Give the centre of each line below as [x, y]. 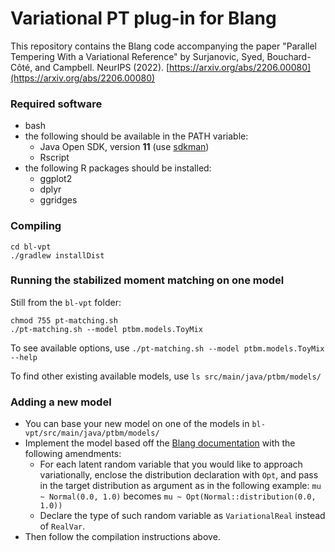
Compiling [36, 226]
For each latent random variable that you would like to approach [171, 464]
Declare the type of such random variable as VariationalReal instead [182, 516]
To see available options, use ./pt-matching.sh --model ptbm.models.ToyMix [167, 348]
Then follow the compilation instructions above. [122, 537]
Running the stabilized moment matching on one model [147, 280]
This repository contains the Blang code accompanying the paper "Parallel [163, 46]
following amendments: [73, 454]
